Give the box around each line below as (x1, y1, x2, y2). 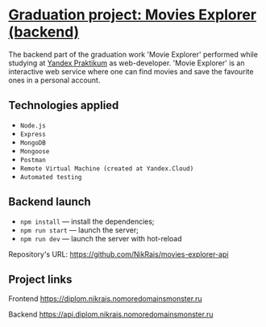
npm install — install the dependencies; (19, 216, 155, 226)
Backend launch (8, 195, 91, 209)
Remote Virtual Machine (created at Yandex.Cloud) (19, 164, 194, 173)
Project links (8, 272, 73, 286)
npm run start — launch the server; (19, 224, 139, 235)
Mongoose (19, 147, 50, 155)
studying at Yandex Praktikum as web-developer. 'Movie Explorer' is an (8, 58, 245, 68)
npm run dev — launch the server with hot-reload (19, 233, 183, 243)
